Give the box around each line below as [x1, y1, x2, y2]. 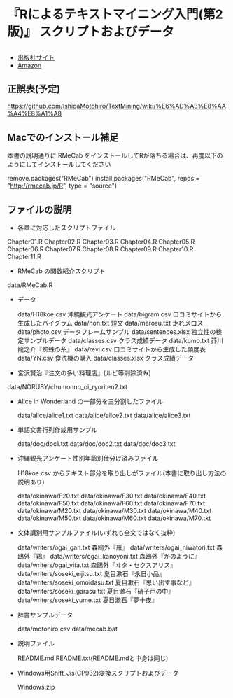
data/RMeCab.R [7, 281, 53, 289]
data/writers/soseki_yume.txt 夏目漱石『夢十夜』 [17, 596, 158, 604]
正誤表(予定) [7, 83, 61, 95]
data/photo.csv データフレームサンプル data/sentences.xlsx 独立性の [17, 328, 216, 336]
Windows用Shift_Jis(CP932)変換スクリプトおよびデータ [17, 669, 179, 678]
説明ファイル [17, 639, 55, 648]
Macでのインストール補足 [7, 131, 119, 144]
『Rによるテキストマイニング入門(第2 [7, 6, 223, 22]
